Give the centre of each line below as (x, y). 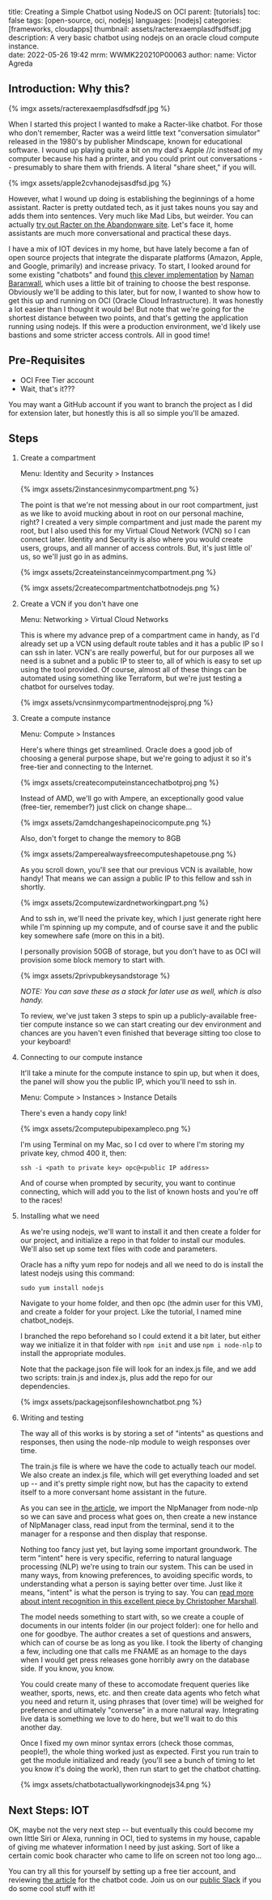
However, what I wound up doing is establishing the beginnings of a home (132, 199)
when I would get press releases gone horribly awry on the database (135, 1660)
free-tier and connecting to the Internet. (87, 767)
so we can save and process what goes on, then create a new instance (138, 1516)
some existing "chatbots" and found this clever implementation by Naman (131, 274)
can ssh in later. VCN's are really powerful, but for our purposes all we (137, 653)
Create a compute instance (65, 718)
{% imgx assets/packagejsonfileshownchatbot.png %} (111, 1402)
